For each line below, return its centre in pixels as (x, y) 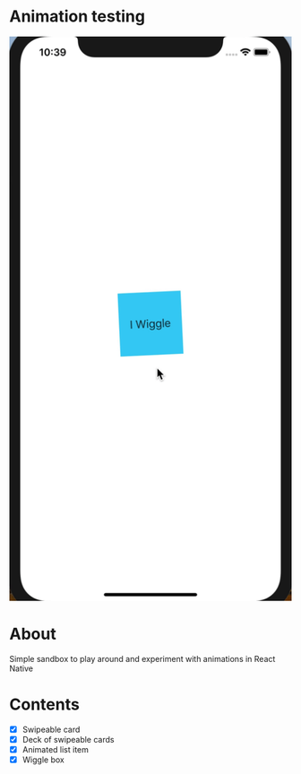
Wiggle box (43, 760)
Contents (45, 705)
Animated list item (56, 749)
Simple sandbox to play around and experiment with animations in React (142, 658)
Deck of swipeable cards (68, 739)
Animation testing (77, 17)
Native (21, 668)
